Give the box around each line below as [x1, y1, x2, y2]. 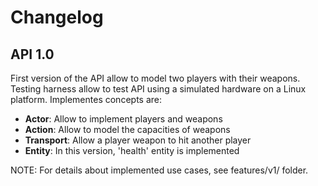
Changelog [10, 6, 104, 29]
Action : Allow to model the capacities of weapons [24, 124, 231, 135]
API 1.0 [10, 46, 55, 63]
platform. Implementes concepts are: [10, 94, 162, 105]
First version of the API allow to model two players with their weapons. [10, 72, 301, 84]
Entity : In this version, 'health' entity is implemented [24, 145, 240, 156]
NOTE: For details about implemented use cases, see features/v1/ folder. [10, 164, 309, 176]
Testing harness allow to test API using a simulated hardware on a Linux [10, 83, 307, 95]
